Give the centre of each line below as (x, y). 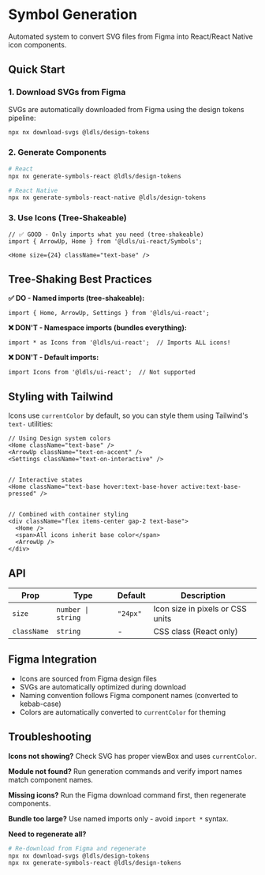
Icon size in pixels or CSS (200, 609)
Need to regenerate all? (47, 834)
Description (203, 595)
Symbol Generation (73, 15)
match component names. (50, 779)
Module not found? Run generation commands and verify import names (125, 771)
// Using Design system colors (60, 439)
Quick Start (37, 70)
